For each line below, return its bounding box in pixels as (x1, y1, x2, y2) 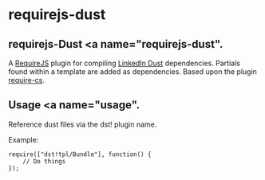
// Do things (22, 157, 66, 165)
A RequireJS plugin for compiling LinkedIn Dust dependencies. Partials (8, 58, 241, 68)
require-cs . (8, 76, 45, 84)
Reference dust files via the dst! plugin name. (8, 119, 157, 129)
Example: (8, 135, 39, 144)
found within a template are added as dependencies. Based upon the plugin (8, 67, 258, 76)
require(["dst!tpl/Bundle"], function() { (8, 150, 152, 158)
